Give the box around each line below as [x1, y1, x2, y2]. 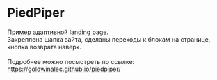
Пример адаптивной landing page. [7, 28, 109, 36]
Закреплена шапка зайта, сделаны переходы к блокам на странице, [7, 35, 211, 43]
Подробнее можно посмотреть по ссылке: [7, 57, 135, 65]
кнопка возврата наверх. [7, 42, 81, 51]
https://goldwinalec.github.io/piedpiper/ [7, 65, 121, 73]
